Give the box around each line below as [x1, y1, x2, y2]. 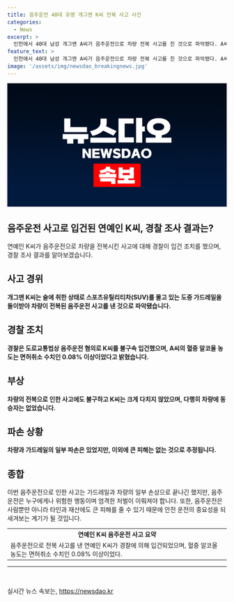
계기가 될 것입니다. [31, 514, 82, 522]
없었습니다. [25, 403, 56, 412]
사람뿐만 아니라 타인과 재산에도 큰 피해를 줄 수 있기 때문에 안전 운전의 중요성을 [7, 506, 219, 514]
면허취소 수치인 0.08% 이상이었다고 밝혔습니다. [19, 352, 149, 361]
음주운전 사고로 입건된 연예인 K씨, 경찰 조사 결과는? [7, 222, 214, 234]
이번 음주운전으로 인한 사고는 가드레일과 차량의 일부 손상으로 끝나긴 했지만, [7, 488, 210, 497]
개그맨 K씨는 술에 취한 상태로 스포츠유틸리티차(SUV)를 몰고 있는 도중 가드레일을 [7, 293, 222, 301]
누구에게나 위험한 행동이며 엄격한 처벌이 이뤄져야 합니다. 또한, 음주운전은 [25, 497, 223, 505]
